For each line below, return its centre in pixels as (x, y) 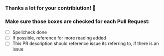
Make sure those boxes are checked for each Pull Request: (78, 21)
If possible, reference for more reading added (59, 38)
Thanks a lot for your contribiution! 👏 (51, 8)
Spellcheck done (30, 32)
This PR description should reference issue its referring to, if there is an (85, 43)
